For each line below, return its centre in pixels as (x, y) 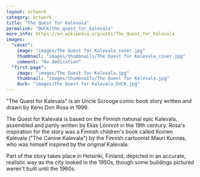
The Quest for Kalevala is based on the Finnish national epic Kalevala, (92, 119)
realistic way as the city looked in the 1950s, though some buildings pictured (100, 162)
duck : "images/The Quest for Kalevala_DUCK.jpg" (79, 84)
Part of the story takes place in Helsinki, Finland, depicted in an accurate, (96, 156)
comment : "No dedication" (49, 62)
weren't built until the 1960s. (41, 169)
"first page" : (29, 67)
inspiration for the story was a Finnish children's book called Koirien (90, 132)
